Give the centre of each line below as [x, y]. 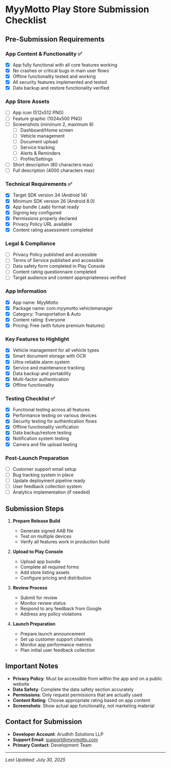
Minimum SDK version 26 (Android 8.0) [54, 201]
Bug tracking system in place [43, 475]
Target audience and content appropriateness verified [69, 278]
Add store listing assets [45, 573]
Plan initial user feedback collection [58, 650]
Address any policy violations [51, 614]
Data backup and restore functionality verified [61, 88]
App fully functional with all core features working [65, 64]
